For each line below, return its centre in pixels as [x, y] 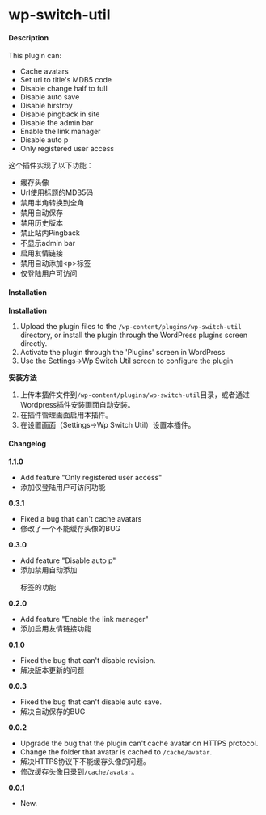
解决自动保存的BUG [53, 711]
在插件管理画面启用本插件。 [66, 415]
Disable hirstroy [46, 106]
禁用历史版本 [41, 223]
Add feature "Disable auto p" [68, 560]
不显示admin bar [47, 243]
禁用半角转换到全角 [52, 203]
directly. [34, 343]
